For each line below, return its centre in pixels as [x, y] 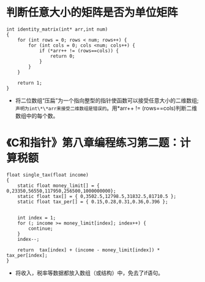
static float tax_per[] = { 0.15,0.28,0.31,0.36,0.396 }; [93, 202]
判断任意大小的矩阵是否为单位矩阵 [92, 13]
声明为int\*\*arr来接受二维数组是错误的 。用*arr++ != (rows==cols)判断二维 [106, 108]
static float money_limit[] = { [58, 185]
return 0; [62, 56]
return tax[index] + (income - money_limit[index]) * [89, 250]
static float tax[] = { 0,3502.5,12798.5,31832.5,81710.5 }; [97, 196]
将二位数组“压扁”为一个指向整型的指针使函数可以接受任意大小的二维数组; [107, 100]
